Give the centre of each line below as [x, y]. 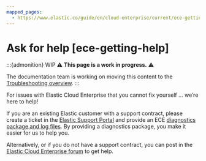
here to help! [22, 102]
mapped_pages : [25, 12]
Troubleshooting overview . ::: [43, 83]
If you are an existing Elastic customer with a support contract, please [94, 113]
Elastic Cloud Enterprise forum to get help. [60, 151]
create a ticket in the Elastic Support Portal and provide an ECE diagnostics [101, 120]
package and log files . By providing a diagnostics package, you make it [96, 127]
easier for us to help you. [38, 133]
